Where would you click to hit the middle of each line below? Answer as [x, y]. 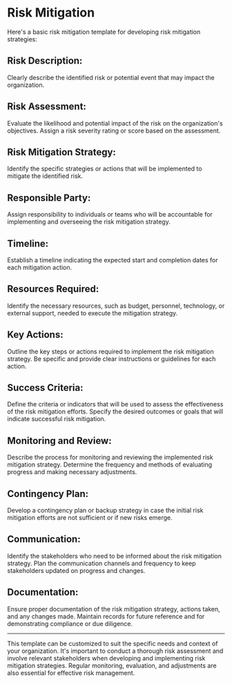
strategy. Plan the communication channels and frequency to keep [101, 563]
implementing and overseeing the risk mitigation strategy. [89, 222]
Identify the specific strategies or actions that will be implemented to [105, 169]
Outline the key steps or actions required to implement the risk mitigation [110, 351]
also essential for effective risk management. [71, 673]
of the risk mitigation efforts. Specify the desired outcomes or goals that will [115, 411]
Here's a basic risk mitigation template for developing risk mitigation [104, 32]
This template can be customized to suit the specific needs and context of [113, 643]
